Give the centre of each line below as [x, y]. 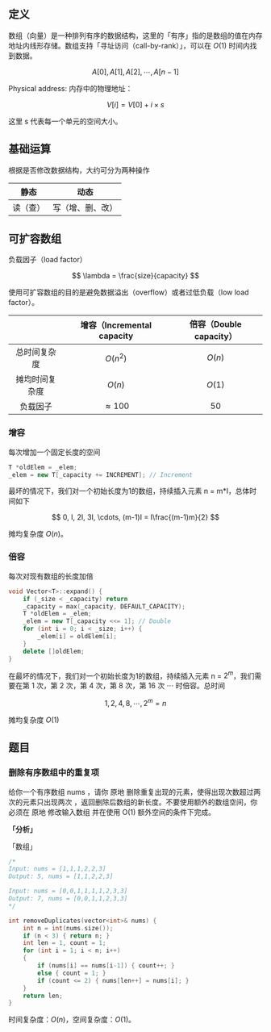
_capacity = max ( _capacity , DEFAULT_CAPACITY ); [104, 606]
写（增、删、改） [85, 207]
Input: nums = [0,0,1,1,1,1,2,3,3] [68, 891]
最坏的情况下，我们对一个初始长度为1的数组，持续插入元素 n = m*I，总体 [129, 491]
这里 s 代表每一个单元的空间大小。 [65, 121]
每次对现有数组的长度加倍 [51, 576]
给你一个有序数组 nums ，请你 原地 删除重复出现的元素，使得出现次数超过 [131, 792]
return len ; [43, 996]
